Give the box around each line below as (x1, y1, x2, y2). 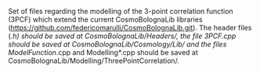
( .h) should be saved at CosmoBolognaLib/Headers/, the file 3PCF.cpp (8, 31, 237, 40)
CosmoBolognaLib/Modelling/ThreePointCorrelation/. (8, 56, 180, 65)
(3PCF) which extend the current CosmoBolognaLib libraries (8, 15, 203, 24)
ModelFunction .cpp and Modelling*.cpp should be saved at (8, 48, 198, 57)
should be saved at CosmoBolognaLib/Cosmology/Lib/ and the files (8, 40, 227, 49)
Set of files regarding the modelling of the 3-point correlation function (8, 7, 233, 16)
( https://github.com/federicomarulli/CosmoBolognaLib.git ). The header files (8, 23, 252, 32)
